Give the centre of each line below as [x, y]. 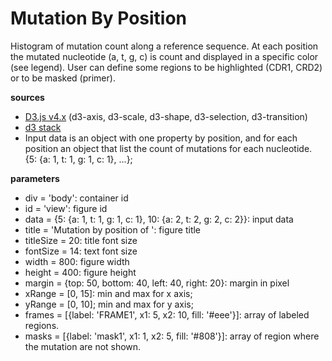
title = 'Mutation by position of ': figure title [113, 229]
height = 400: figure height [80, 272]
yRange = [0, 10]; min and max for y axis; [109, 304]
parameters [35, 178]
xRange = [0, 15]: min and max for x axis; [108, 293]
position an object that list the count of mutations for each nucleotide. [168, 148]
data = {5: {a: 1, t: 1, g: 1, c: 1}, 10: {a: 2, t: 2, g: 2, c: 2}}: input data [159, 219]
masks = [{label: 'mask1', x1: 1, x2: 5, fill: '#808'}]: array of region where [172, 336]
